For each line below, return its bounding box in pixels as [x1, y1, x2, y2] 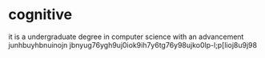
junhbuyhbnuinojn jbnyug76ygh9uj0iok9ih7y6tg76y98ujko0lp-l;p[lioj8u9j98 [8, 40, 258, 49]
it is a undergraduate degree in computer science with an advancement [8, 32, 244, 41]
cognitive [8, 6, 73, 24]
